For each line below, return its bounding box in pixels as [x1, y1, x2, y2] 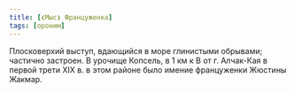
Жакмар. [9, 74, 43, 84]
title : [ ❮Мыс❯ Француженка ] [9, 12, 113, 22]
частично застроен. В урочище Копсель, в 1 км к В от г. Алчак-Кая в [9, 55, 268, 66]
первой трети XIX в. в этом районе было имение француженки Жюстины [9, 64, 287, 75]
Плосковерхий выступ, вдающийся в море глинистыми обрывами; [9, 45, 263, 56]
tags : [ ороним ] [9, 21, 66, 30]
